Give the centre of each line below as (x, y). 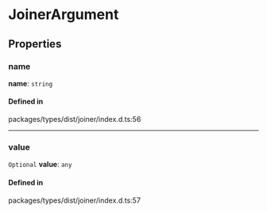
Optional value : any (40, 165)
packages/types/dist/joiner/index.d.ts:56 (75, 120)
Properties (35, 44)
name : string (31, 83)
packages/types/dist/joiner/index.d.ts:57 (75, 200)
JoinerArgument (64, 15)
